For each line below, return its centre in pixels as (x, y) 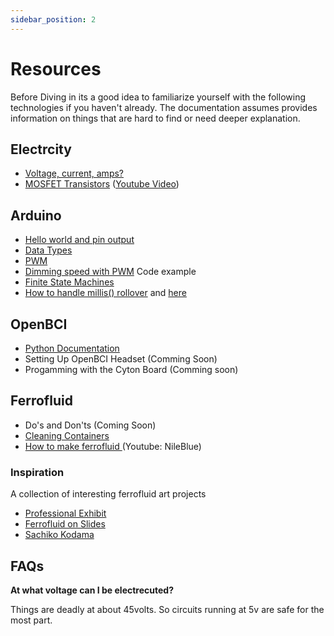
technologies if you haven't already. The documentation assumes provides (164, 107)
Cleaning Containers (67, 435)
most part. (31, 620)
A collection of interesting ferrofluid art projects (108, 494)
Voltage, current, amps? (74, 173)
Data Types (48, 250)
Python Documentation (72, 348)
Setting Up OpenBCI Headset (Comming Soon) (121, 359)
